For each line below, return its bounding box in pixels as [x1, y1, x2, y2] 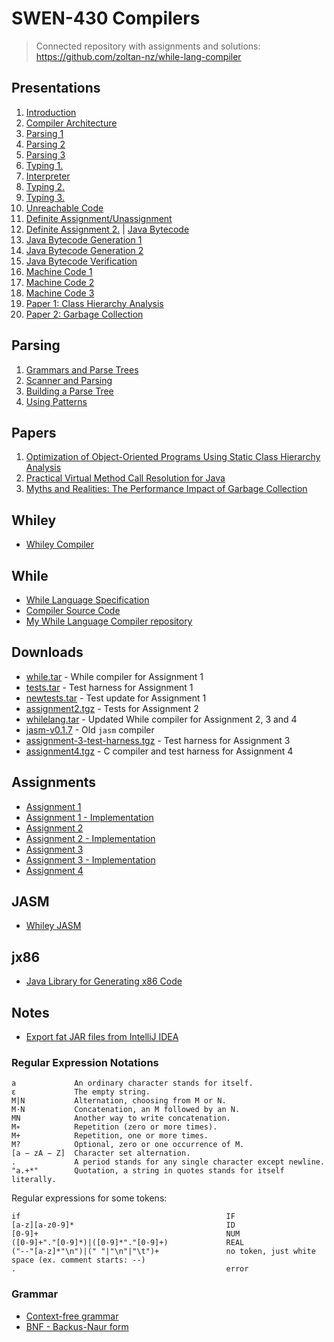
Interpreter [25, 170, 71, 182]
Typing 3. [25, 191, 65, 203]
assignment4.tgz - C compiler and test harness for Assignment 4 [25, 745, 294, 757]
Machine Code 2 [25, 276, 95, 288]
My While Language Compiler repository [25, 615, 193, 627]
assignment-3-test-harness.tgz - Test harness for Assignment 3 [25, 734, 291, 746]
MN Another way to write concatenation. [11, 1113, 231, 1124]
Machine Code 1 [25, 265, 93, 277]
